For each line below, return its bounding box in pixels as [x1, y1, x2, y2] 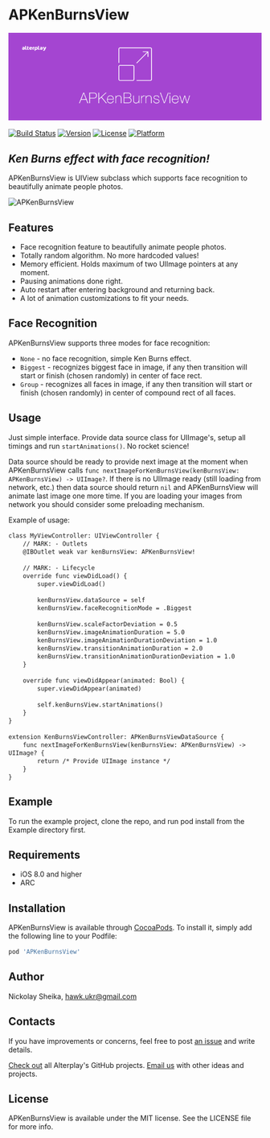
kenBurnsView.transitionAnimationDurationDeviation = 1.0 [37, 652, 235, 661]
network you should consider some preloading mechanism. [8, 499, 205, 509]
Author [8, 970, 44, 983]
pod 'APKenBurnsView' [8, 948, 81, 956]
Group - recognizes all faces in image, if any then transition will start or [19, 379, 253, 389]
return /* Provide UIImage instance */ [37, 757, 171, 765]
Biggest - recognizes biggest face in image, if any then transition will [19, 362, 247, 372]
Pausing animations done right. [19, 276, 123, 287]
